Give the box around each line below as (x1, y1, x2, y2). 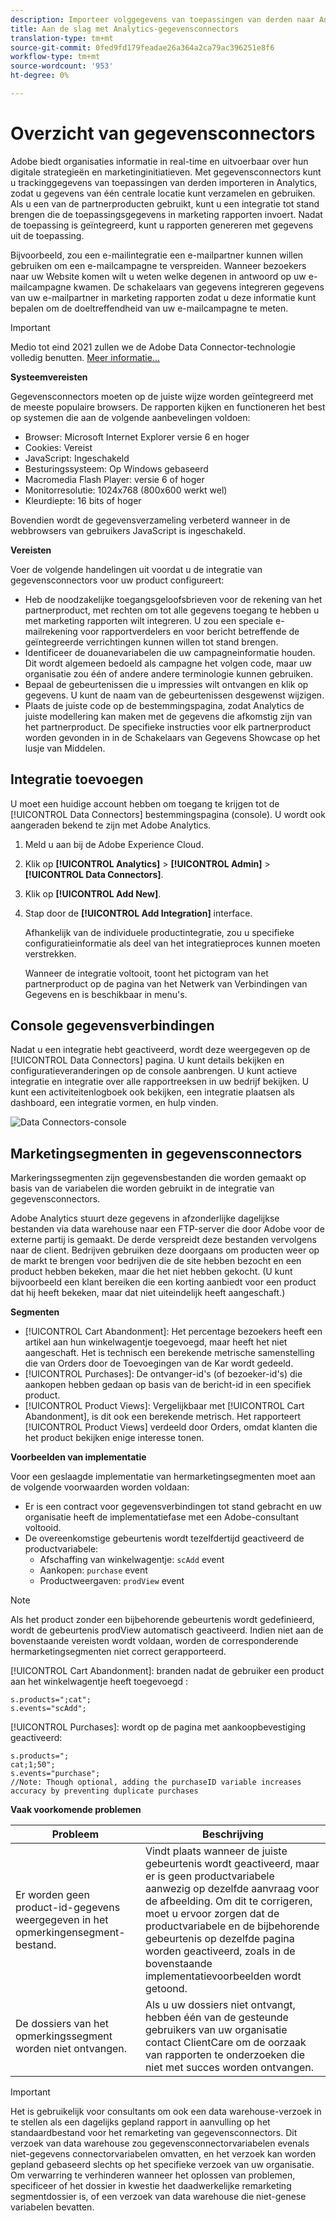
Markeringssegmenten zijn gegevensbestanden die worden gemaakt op (10, 1172, 307, 1184)
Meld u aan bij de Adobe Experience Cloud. (24, 838, 204, 850)
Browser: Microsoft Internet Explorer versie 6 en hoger (24, 431, 250, 443)
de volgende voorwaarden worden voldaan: (10, 1481, 190, 1493)
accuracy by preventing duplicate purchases (10, 1786, 199, 1796)
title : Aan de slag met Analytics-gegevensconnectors (10, 24, 240, 34)
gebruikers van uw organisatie (144, 2023, 288, 2037)
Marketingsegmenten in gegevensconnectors (10, 1145, 303, 1162)
